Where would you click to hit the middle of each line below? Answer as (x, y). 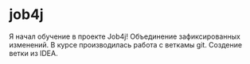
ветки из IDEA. (33, 53)
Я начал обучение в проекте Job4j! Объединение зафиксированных (125, 36)
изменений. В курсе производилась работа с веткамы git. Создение (125, 44)
